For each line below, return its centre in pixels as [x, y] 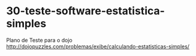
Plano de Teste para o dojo [40, 40]
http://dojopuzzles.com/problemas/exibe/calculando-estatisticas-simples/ [98, 46]
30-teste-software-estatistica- [85, 11]
